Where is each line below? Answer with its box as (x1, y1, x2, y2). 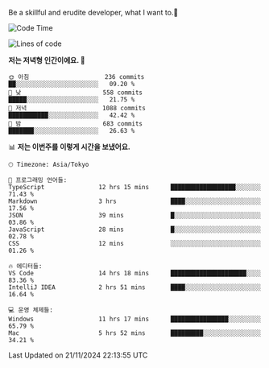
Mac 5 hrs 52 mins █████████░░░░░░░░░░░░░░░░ (8, 329, 262, 337)
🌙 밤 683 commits (8, 120, 143, 128)
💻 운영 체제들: (8, 306, 54, 314)
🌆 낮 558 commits (8, 89, 143, 97)
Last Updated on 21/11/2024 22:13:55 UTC (8, 350, 148, 360)
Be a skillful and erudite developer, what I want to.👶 (8, 8, 179, 17)
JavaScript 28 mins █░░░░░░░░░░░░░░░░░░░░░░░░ (8, 225, 262, 234)
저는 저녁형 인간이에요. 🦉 (8, 56, 86, 64)
